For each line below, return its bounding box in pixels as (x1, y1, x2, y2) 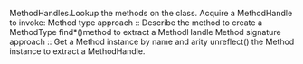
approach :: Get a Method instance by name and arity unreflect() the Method (9, 36, 295, 47)
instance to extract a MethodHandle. (9, 46, 146, 57)
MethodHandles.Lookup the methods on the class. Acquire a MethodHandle (9, 8, 293, 18)
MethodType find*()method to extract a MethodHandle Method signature (9, 27, 282, 37)
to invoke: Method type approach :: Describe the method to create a (9, 17, 262, 28)
